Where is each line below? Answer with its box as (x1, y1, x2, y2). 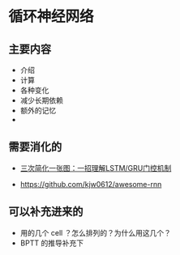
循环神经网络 (8, 7, 95, 26)
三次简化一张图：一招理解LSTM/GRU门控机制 (19, 163, 172, 172)
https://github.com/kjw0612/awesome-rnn (19, 179, 162, 189)
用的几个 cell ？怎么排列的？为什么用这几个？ (19, 227, 172, 237)
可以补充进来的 (8, 205, 84, 219)
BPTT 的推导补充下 (19, 238, 84, 248)
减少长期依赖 (19, 96, 63, 105)
